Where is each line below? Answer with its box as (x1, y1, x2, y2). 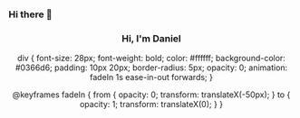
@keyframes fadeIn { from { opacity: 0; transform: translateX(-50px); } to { (12, 89, 291, 100)
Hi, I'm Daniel (121, 32, 182, 44)
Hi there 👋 (8, 8, 53, 21)
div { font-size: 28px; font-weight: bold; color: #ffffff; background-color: (16, 53, 286, 64)
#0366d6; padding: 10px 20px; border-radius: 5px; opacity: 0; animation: (15, 62, 288, 73)
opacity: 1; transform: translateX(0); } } (79, 99, 224, 110)
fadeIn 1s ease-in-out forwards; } (89, 72, 214, 83)
